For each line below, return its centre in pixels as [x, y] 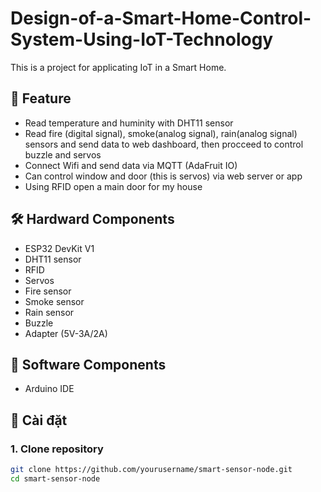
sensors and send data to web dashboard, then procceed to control [164, 144]
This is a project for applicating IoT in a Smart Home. [118, 67]
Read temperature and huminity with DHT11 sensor [129, 123]
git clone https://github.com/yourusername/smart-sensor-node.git [151, 470]
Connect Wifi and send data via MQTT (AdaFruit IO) [131, 165]
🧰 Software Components [88, 364]
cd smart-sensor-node [55, 478]
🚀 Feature [41, 98]
